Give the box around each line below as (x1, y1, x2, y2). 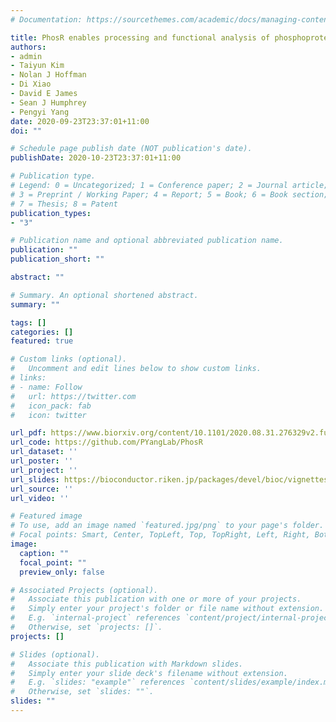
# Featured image (10, 511, 83, 521)
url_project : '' (10, 465, 78, 475)
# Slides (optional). (10, 649, 101, 660)
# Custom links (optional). (10, 354, 128, 365)
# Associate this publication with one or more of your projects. (10, 594, 302, 605)
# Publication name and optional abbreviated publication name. (10, 236, 284, 246)
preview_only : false (19, 567, 105, 577)
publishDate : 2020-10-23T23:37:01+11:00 (10, 153, 182, 163)
